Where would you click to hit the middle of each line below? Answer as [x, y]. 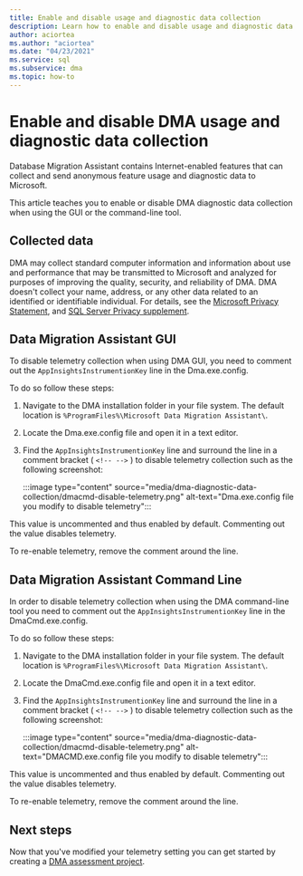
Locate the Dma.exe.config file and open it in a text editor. [130, 433]
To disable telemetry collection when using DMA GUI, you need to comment [151, 361]
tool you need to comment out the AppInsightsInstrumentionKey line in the [147, 611]
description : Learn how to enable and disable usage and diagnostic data [151, 26]
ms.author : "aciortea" [52, 43]
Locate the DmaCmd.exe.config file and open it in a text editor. [139, 683]
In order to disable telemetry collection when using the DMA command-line [149, 602]
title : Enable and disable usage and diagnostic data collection [135, 18]
